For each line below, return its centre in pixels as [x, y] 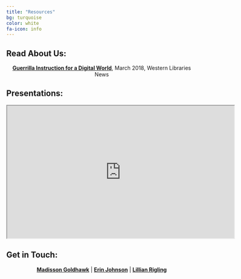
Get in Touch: [32, 255]
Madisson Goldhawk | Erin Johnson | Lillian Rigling [102, 269]
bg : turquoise [24, 18]
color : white [23, 23]
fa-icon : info [24, 29]
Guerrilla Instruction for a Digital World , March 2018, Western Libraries [102, 68]
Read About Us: [36, 53]
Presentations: [35, 94]
